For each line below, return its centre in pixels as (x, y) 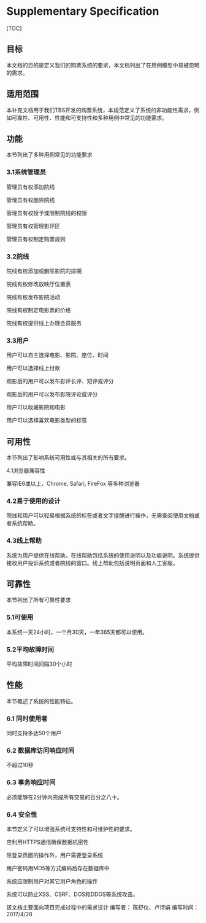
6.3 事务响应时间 (31, 782)
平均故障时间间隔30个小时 (39, 664)
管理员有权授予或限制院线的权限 (47, 212)
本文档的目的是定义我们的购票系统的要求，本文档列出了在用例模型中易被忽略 (103, 65)
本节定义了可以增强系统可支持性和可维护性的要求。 (71, 829)
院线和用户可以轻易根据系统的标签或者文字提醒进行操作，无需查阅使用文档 (100, 516)
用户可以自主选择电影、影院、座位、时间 (57, 355)
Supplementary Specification (83, 11)
